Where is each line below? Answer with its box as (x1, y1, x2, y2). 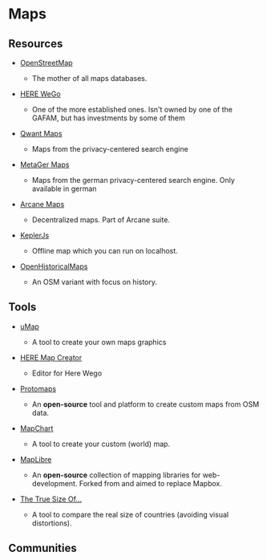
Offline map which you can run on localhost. (31, 246, 178, 255)
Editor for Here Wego (31, 368, 103, 378)
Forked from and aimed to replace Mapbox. (79, 478, 223, 488)
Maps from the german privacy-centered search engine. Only (31, 176, 235, 185)
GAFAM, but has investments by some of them (31, 113, 186, 123)
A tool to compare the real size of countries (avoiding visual (31, 509, 229, 519)
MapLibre (19, 454, 52, 464)
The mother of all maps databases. (31, 74, 148, 83)
